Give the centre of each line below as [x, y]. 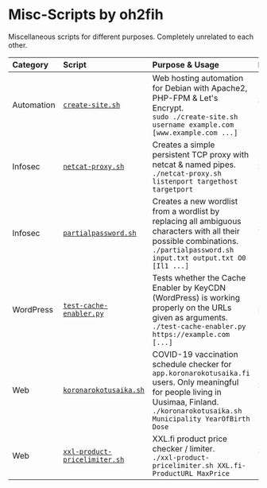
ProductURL [172, 473]
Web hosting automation [198, 78]
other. [18, 45]
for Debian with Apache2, [200, 87]
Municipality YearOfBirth [201, 418]
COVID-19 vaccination [195, 354]
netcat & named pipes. [194, 165]
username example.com [193, 124]
